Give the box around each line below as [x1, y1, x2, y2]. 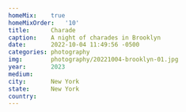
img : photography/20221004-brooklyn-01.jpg [8, 56, 179, 64]
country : [8, 92, 37, 100]
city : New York [8, 77, 80, 85]
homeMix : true [8, 11, 66, 20]
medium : [8, 70, 34, 78]
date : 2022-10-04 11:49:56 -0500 [8, 41, 140, 49]
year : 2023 [8, 63, 66, 71]
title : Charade [8, 26, 77, 34]
